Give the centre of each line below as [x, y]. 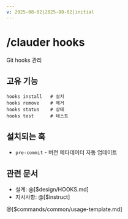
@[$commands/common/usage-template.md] [64, 209]
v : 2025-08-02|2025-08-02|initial [51, 12]
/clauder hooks [46, 42]
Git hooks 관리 [24, 60]
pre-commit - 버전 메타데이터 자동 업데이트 [66, 152]
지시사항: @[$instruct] [43, 197]
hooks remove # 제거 [35, 103]
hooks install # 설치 [35, 97]
